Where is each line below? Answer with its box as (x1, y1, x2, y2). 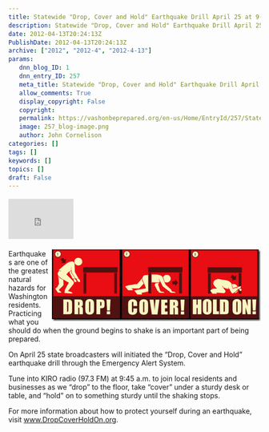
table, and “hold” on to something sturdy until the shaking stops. (8, 391, 220, 401)
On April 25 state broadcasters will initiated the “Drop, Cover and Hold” (8, 349, 243, 360)
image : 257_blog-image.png (18, 123, 110, 131)
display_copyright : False (18, 97, 106, 106)
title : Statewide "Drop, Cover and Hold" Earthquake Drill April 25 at (8, 13, 252, 21)
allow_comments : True (18, 89, 91, 97)
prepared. (8, 334, 42, 344)
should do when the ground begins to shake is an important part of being (8, 325, 250, 336)
